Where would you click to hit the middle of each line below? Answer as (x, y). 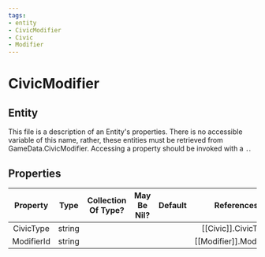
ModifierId (32, 241)
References (236, 205)
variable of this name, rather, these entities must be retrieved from (116, 140)
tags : (17, 15)
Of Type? (107, 210)
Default (173, 205)
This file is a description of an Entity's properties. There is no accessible (125, 132)
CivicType (31, 228)
